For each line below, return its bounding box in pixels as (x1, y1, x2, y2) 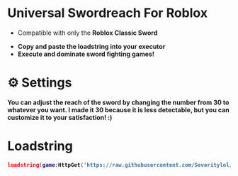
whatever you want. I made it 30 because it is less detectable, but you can (7, 105, 229, 114)
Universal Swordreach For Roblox (7, 5, 208, 21)
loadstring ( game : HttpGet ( (7, 161, 84, 168)
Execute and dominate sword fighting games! (17, 50, 154, 58)
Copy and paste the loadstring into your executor (17, 42, 166, 50)
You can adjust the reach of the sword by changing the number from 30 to (7, 98, 229, 106)
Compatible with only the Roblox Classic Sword (17, 28, 158, 37)
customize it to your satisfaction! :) (7, 113, 113, 121)
